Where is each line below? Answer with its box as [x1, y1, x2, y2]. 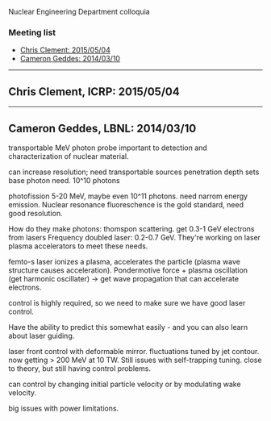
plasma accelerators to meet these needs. [8, 241, 148, 251]
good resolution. [8, 208, 63, 218]
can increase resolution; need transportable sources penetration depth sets [8, 167, 260, 177]
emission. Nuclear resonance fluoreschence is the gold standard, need [8, 199, 244, 209]
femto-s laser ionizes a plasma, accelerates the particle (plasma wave [8, 256, 240, 266]
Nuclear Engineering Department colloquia [8, 7, 151, 16]
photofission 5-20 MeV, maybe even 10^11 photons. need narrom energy [8, 191, 248, 201]
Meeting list [8, 27, 56, 38]
